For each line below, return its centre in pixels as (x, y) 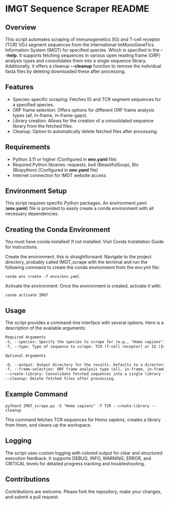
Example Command (36, 394)
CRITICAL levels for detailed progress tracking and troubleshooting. (75, 463)
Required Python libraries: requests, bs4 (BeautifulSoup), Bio (75, 164)
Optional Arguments (26, 356)
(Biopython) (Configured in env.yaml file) (55, 170)
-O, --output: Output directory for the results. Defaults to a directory (85, 365)
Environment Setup (36, 191)
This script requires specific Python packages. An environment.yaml (76, 203)
